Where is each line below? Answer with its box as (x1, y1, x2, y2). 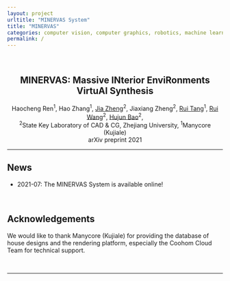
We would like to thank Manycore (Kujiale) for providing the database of (7, 231, 209, 240)
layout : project (7, 10, 53, 17)
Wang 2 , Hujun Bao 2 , (86, 111, 144, 121)
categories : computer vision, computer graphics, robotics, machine (7, 29, 207, 36)
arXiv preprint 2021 (88, 135, 142, 144)
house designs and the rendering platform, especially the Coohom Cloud (7, 239, 212, 247)
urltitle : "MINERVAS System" (7, 16, 90, 23)
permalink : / (7, 36, 44, 42)
